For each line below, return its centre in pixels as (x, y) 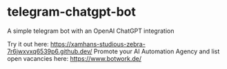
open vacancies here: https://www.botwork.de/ (74, 58)
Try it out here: (28, 44)
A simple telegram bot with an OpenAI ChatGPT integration (91, 31)
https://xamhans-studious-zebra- (98, 44)
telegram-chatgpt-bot (71, 12)
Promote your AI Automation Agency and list (157, 51)
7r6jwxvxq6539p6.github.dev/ (50, 51)
